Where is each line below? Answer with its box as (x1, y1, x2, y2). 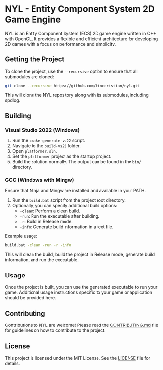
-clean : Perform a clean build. (19, 208, 80, 214)
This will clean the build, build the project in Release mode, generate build (5, 251, 155, 258)
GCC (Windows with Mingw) (5, 177, 74, 184)
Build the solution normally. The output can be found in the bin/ (12, 159, 142, 165)
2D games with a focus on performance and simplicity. (5, 41, 116, 46)
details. (5, 360, 20, 366)
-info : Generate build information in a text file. (19, 224, 114, 230)
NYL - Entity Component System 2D (5, 3, 155, 15)
